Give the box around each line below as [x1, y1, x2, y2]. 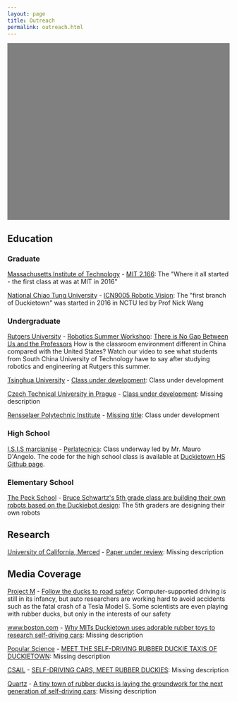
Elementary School [7, 477, 74, 487]
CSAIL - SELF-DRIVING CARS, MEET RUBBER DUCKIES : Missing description [7, 665, 229, 674]
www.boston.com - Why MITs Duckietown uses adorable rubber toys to [7, 623, 215, 631]
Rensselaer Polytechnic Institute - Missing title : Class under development [7, 411, 220, 419]
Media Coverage [7, 568, 82, 580]
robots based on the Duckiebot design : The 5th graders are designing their [7, 501, 225, 509]
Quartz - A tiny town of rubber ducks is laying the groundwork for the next [7, 679, 224, 688]
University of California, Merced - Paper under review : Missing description [7, 547, 224, 556]
